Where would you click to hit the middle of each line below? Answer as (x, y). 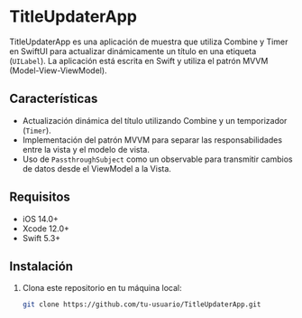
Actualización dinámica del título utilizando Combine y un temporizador (155, 120)
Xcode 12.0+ (46, 229)
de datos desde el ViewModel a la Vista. (96, 168)
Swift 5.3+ (41, 238)
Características (54, 99)
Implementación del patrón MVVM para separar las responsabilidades (152, 140)
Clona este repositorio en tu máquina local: (102, 288)
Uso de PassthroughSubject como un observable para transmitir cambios (157, 159)
